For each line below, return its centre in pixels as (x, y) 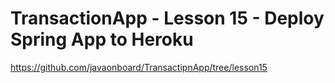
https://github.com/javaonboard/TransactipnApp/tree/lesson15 (139, 67)
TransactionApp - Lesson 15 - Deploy (167, 18)
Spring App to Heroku (102, 39)
